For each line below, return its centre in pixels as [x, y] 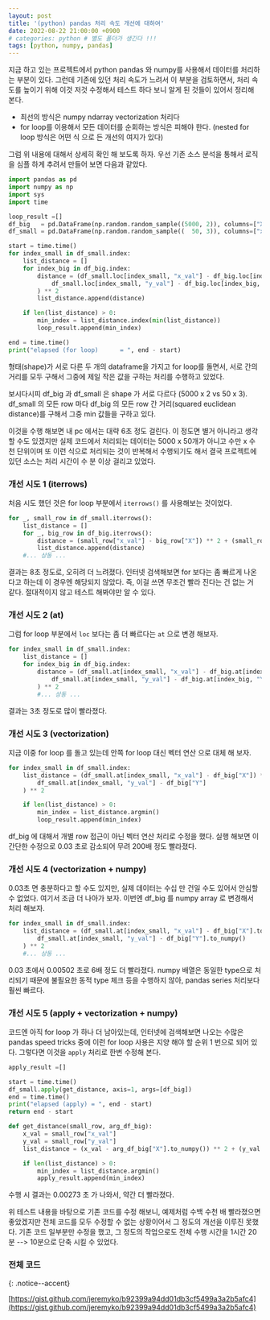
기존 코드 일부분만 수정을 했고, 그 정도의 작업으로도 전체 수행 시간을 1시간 [133, 1232]
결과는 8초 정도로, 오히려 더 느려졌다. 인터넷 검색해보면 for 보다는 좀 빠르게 [125, 572]
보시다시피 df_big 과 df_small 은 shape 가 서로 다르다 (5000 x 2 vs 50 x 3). [128, 393]
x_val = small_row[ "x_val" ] [70, 1134]
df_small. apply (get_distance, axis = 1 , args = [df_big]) [100, 1089]
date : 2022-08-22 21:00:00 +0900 [64, 31]
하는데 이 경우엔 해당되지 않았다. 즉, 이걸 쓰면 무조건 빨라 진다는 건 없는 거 [139, 582]
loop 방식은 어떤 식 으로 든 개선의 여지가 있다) [92, 137]
